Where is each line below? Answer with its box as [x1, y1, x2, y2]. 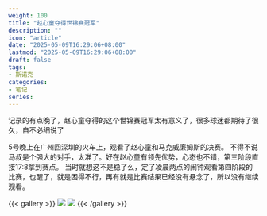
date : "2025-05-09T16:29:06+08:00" [8, 41, 126, 49]
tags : [8, 64, 26, 71]
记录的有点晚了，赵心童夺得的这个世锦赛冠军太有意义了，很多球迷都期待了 [8, 116, 252, 125]
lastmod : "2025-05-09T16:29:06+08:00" [8, 48, 137, 56]
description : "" [8, 26, 62, 34]
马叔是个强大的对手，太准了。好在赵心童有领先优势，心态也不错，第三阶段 [8, 152, 252, 162]
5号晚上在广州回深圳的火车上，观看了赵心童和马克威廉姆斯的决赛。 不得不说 [8, 142, 258, 152]
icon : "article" [8, 33, 62, 42]
